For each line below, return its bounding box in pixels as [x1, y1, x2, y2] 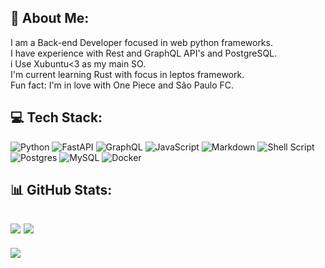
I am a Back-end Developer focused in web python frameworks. [10, 36, 273, 48]
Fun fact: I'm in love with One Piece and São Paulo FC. [10, 79, 235, 91]
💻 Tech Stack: [10, 109, 103, 126]
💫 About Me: [10, 10, 90, 27]
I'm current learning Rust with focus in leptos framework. [10, 68, 245, 80]
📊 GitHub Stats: [10, 182, 113, 199]
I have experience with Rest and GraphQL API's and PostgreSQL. [10, 47, 278, 59]
